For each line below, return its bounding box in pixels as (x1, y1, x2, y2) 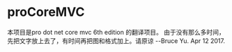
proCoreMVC (7, 4, 85, 20)
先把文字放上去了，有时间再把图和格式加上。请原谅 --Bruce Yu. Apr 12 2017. (7, 36, 225, 45)
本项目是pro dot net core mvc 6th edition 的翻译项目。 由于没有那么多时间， (7, 28, 225, 36)
